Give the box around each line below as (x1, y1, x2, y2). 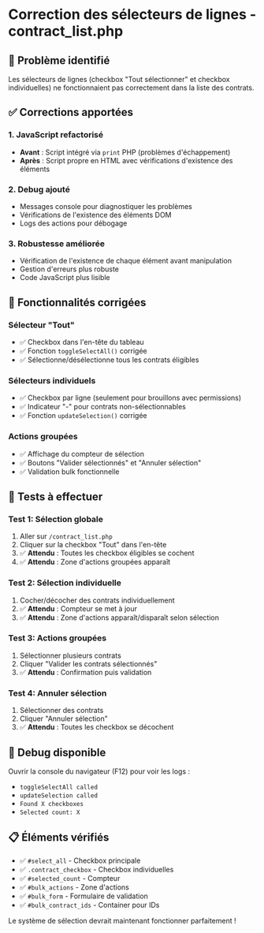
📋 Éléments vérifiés (8, 830, 110, 845)
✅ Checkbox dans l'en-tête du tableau (19, 337, 144, 346)
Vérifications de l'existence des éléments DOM (19, 210, 172, 219)
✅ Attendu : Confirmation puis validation (19, 667, 152, 677)
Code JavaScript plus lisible (19, 273, 110, 282)
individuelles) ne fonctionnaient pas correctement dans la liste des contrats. (8, 83, 255, 92)
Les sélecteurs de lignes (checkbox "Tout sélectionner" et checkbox (8, 75, 230, 84)
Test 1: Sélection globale (8, 513, 104, 524)
